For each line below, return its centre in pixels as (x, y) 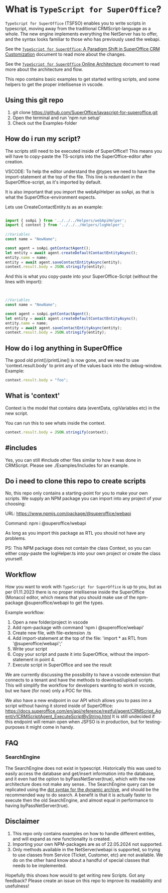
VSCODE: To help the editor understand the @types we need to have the (80, 171)
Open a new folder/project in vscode (50, 622)
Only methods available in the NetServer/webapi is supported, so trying (86, 849)
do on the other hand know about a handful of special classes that (81, 860)
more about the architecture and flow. (44, 69)
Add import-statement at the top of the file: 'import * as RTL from (80, 638)
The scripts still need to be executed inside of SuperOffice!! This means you (83, 151)
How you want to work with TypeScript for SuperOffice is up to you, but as (83, 587)
